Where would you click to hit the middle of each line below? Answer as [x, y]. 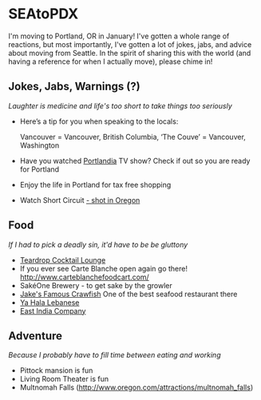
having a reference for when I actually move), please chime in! [111, 61]
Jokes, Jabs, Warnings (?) [75, 87]
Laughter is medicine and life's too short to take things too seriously [121, 105]
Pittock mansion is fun [56, 370]
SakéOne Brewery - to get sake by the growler [96, 285]
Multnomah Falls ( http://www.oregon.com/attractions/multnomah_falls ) [136, 387]
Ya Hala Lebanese [49, 302]
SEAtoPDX [43, 14]
